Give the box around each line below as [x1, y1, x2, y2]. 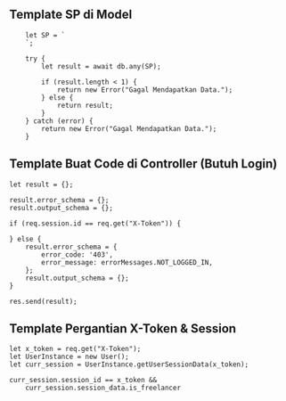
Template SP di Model [9, 7, 133, 22]
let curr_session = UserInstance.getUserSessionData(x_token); [9, 360, 249, 369]
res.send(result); [9, 297, 78, 306]
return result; [56, 101, 114, 110]
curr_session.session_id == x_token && [9, 376, 158, 385]
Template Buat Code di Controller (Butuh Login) [9, 156, 278, 172]
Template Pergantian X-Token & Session [9, 321, 237, 337]
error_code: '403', [41, 250, 114, 259]
